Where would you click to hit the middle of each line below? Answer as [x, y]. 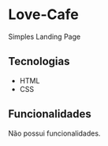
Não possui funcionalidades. [54, 133]
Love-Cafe [43, 15]
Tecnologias [39, 61]
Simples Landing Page [45, 36]
